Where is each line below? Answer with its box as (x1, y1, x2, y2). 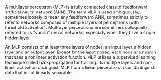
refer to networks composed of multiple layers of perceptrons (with (5, 19, 139, 25)
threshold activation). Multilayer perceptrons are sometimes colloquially (5, 25, 148, 30)
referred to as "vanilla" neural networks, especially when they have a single (5, 30, 156, 35)
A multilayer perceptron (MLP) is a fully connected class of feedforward (5, 4, 148, 10)
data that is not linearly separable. (5, 70, 73, 75)
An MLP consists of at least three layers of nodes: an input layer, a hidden (5, 44, 152, 50)
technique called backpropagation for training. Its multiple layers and (5, 60, 142, 65)
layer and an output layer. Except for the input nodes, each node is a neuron (5, 49, 156, 55)
